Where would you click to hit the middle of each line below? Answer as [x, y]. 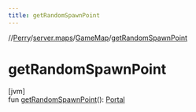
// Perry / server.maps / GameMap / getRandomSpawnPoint [98, 38]
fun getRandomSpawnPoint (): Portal [67, 99]
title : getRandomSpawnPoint [54, 15]
